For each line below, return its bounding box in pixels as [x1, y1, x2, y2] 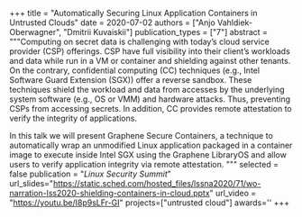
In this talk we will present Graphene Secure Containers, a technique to [9, 131, 273, 140]
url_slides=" [9, 178, 54, 188]
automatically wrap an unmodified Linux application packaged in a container [9, 140, 293, 150]
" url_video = [209, 188, 257, 198]
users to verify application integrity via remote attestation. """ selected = [9, 159, 279, 169]
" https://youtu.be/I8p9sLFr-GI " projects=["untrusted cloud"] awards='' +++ [9, 197, 290, 208]
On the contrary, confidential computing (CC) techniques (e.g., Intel [9, 65, 260, 76]
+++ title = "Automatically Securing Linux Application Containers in [9, 8, 258, 18]
